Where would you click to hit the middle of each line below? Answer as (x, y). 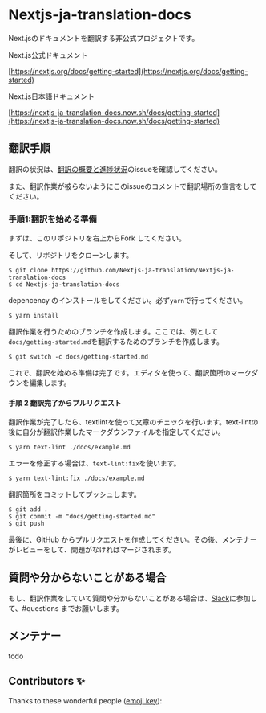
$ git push (26, 524)
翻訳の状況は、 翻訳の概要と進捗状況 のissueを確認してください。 (115, 169)
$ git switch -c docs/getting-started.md (79, 357)
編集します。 (50, 383)
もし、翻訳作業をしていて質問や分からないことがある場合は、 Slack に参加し (133, 598)
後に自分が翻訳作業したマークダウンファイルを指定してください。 (117, 432)
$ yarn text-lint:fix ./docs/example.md (77, 479)
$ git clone (28, 271)
